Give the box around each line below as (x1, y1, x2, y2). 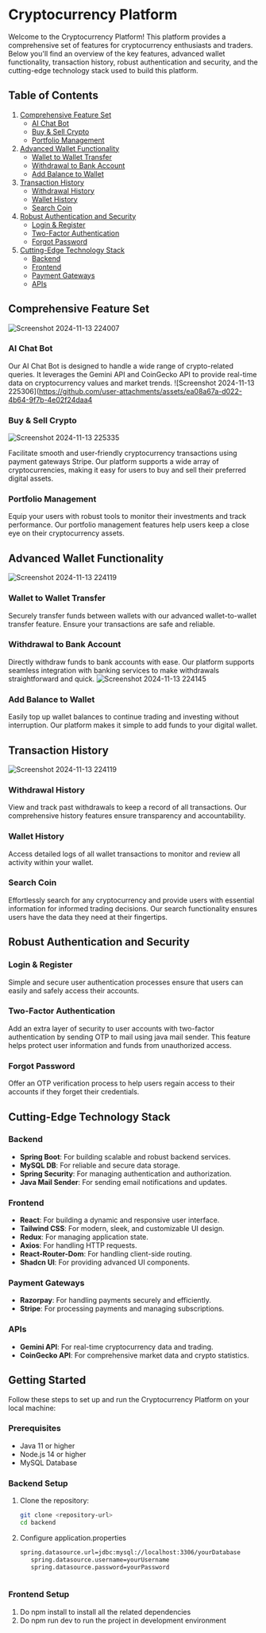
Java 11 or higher (19, 1440, 75, 1450)
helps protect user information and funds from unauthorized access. (8, 1040, 232, 1050)
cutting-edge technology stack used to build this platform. (8, 65, 199, 75)
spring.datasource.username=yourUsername (30, 1556, 170, 1564)
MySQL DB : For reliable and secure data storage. (19, 1160, 180, 1170)
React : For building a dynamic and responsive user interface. (19, 1215, 220, 1225)
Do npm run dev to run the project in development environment (19, 1615, 226, 1625)
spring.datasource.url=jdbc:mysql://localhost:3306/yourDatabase (19, 1548, 241, 1557)
